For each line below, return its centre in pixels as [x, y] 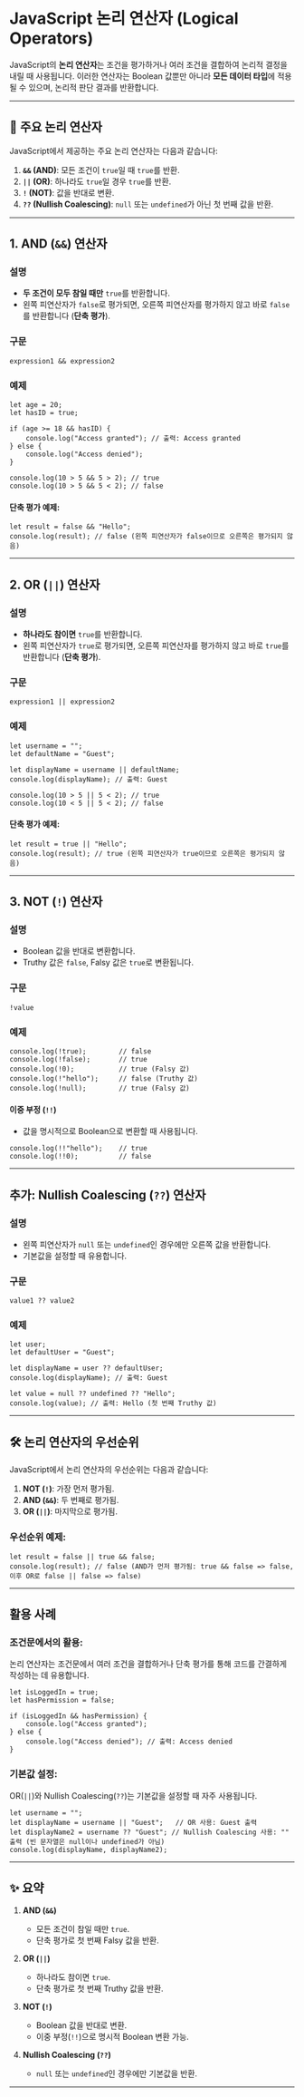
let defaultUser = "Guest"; [62, 1353]
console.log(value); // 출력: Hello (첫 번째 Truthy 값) [113, 1403]
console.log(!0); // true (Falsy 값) [100, 1069]
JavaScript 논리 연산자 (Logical [124, 19]
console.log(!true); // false [81, 1052]
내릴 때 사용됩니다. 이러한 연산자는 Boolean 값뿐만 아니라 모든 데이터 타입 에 [142, 76]
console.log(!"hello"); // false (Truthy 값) [104, 1079]
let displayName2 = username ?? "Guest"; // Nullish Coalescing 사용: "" [149, 1832]
